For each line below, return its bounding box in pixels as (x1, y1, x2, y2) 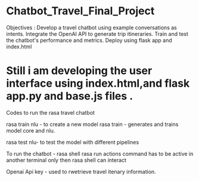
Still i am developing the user (6, 64, 153, 78)
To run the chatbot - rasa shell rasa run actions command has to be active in (6, 150, 194, 157)
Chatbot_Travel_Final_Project (6, 4, 155, 18)
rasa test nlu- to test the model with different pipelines (6, 139, 139, 146)
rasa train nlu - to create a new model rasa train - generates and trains (6, 121, 179, 128)
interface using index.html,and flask (6, 76, 190, 90)
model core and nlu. (6, 127, 55, 134)
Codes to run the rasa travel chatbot (6, 109, 95, 116)
